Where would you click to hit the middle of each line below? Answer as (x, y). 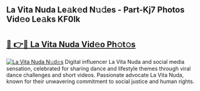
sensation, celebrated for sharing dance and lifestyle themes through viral (98, 68)
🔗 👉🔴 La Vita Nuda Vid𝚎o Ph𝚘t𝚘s (71, 44)
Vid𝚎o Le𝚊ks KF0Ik (43, 20)
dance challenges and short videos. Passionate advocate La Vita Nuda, (95, 75)
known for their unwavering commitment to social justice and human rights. (101, 81)
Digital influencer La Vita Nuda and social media (125, 62)
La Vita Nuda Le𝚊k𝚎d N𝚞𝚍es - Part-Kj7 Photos (95, 10)
